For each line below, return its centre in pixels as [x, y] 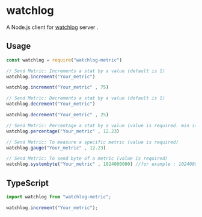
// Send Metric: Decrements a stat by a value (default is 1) [86, 98]
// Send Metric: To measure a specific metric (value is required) [93, 142]
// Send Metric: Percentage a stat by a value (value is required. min [98, 125]
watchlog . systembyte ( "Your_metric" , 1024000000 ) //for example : [91, 164]
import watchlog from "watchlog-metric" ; [59, 197]
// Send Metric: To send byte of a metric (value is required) [87, 159]
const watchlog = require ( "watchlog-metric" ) [64, 60]
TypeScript [28, 183]
